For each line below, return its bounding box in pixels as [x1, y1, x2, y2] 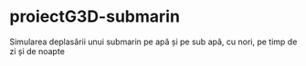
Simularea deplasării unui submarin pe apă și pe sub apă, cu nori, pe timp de [9, 36, 298, 47]
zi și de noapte [9, 45, 66, 56]
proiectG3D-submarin [9, 6, 181, 27]
